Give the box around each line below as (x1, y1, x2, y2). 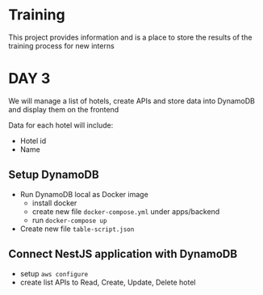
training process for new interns (8, 40, 115, 50)
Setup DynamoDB (8, 168, 99, 182)
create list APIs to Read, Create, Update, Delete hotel (19, 277, 196, 287)
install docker (31, 198, 77, 208)
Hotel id (19, 136, 47, 145)
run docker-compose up (31, 215, 107, 225)
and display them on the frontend (8, 104, 119, 114)
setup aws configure (19, 268, 89, 278)
